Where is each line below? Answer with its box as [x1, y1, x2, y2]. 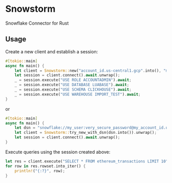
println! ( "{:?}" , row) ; [14, 168, 66, 173]
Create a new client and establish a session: [5, 48, 98, 54]
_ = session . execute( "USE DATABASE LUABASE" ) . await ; [14, 83, 130, 88]
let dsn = [14, 125, 36, 131]
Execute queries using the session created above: [5, 149, 111, 155]
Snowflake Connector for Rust [5, 20, 69, 26]
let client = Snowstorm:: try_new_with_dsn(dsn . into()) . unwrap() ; [14, 130, 157, 135]
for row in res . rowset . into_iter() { [5, 164, 86, 169]
